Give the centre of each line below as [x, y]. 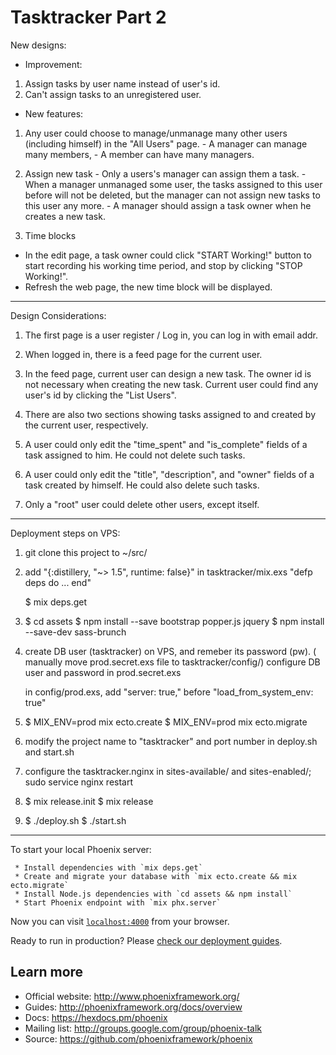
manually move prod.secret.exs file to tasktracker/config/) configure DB [172, 662]
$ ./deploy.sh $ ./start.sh [75, 820]
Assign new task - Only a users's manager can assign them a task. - [165, 173]
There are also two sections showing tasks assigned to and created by [170, 414]
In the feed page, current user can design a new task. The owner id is [168, 373]
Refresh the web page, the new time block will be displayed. [148, 287]
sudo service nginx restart [79, 782]
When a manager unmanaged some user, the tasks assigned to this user [173, 184]
